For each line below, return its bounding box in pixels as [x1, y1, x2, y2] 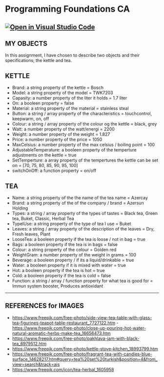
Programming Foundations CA [5, 3, 130, 15]
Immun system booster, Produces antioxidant [12, 283, 103, 289]
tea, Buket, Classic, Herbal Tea [12, 216, 74, 222]
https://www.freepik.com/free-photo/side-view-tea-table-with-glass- [12, 314, 152, 320]
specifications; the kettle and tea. [5, 58, 72, 63]
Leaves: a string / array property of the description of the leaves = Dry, [12, 226, 155, 232]
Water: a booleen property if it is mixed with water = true [12, 262, 126, 268]
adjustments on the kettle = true [12, 152, 77, 158]
